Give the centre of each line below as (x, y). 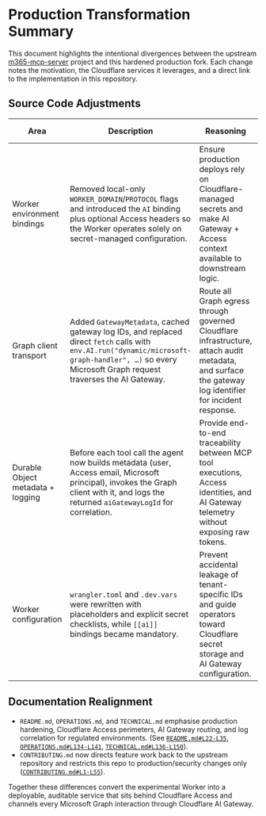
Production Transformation (99, 15)
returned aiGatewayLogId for (122, 502)
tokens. (213, 542)
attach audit (221, 351)
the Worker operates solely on (126, 228)
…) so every (156, 359)
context (213, 248)
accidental (218, 565)
